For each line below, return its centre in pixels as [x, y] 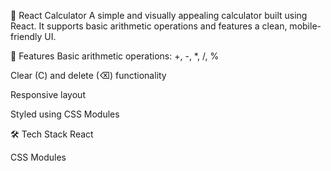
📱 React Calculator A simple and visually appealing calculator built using [159, 15]
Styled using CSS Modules [65, 114]
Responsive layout [48, 94]
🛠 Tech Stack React [52, 134]
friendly [26, 36]
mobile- [305, 26]
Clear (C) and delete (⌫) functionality [88, 75]
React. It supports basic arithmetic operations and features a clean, [149, 26]
